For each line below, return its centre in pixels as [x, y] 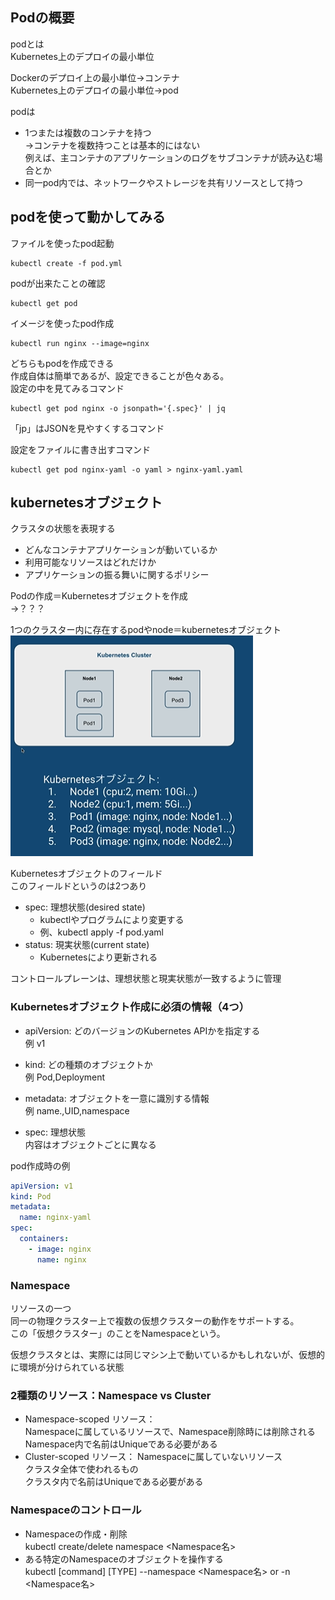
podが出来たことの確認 [58, 283]
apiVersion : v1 [42, 1186]
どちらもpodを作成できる [62, 363]
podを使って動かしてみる [88, 217]
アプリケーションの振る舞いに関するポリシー [117, 575]
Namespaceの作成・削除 [76, 1534]
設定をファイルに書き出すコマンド [80, 449]
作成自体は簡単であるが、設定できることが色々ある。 [120, 375]
